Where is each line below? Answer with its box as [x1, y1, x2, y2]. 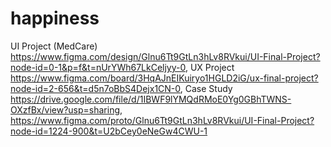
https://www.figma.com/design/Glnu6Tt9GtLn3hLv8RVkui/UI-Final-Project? [10, 50, 321, 62]
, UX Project [184, 61, 235, 73]
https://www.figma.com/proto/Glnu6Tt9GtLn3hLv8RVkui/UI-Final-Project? [10, 114, 315, 126]
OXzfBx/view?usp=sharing [10, 103, 121, 116]
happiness [10, 7, 100, 30]
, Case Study [179, 82, 233, 94]
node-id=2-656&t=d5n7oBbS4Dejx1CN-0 [10, 82, 181, 94]
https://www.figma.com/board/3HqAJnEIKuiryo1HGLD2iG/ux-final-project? [10, 72, 319, 84]
